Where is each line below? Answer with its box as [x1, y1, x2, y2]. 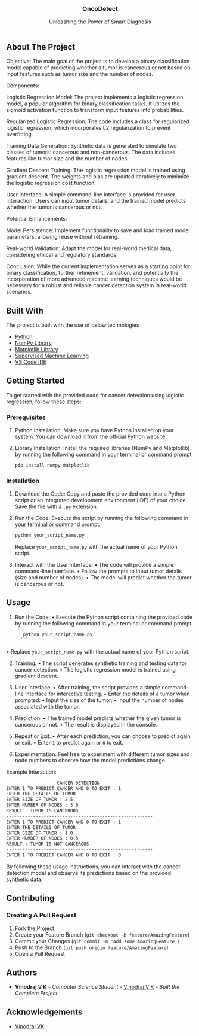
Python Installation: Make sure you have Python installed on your [14, 427, 174, 434]
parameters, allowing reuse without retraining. [6, 233, 119, 241]
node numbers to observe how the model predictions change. [14, 757, 167, 764]
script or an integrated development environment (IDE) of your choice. [14, 497, 188, 504]
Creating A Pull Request [6, 911, 76, 919]
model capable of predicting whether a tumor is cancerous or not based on [6, 64, 191, 71]
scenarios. [6, 288, 32, 296]
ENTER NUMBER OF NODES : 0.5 [6, 836, 79, 841]
